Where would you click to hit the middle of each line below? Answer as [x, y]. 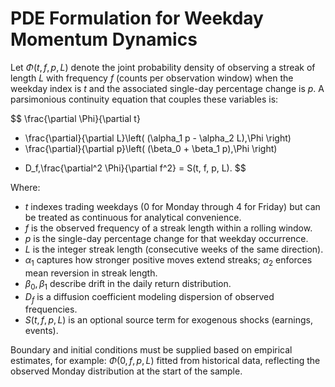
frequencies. [51, 309]
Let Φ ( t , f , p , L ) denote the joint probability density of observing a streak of [163, 67]
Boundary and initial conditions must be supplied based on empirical [151, 350]
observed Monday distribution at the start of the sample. [126, 371]
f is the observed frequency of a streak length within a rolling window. [168, 228]
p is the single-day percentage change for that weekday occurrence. [166, 238]
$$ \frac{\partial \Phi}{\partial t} [75, 118]
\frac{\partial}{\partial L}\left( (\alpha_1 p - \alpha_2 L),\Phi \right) [158, 138]
